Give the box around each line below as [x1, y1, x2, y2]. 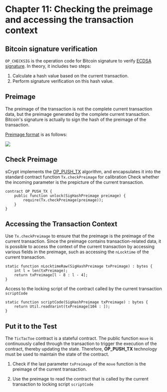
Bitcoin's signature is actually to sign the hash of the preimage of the [5, 116, 147, 122]
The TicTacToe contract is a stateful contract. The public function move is [5, 336, 154, 342]
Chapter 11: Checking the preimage [5, 3, 153, 15]
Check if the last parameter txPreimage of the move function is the [12, 361, 146, 367]
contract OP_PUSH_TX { [5, 189, 52, 194]
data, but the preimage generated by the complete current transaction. [5, 111, 151, 117]
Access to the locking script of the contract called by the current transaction [5, 286, 162, 292]
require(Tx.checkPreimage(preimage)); [23, 197, 104, 203]
